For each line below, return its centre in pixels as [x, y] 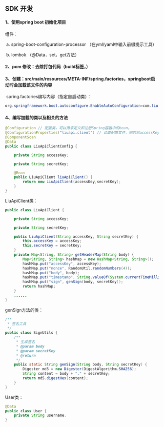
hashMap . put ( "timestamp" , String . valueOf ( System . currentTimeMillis [92, 277]
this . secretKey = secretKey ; [52, 245]
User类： [14, 397]
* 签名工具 [17, 324]
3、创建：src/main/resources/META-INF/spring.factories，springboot [78, 79]
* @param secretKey [36, 351]
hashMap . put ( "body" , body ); [51, 273]
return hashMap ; [39, 286]
